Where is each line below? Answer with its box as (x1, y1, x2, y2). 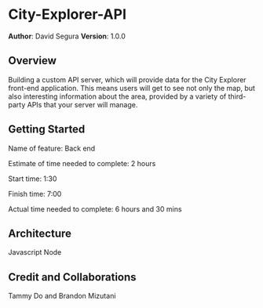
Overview (8, 54, 57, 67)
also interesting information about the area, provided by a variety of (8, 92, 227, 101)
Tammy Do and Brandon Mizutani (8, 292, 116, 301)
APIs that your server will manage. (27, 100, 138, 109)
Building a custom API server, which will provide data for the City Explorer (8, 74, 247, 84)
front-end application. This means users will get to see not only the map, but (8, 83, 255, 92)
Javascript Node (8, 248, 62, 257)
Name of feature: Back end (8, 143, 96, 153)
